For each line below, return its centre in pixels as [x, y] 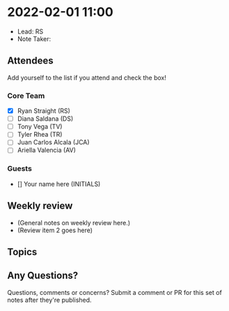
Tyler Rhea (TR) [40, 135]
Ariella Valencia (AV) [47, 150]
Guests [20, 169]
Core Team [26, 96]
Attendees [30, 61]
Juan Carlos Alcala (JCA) [53, 142]
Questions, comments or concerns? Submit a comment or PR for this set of [115, 292]
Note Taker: [34, 38]
